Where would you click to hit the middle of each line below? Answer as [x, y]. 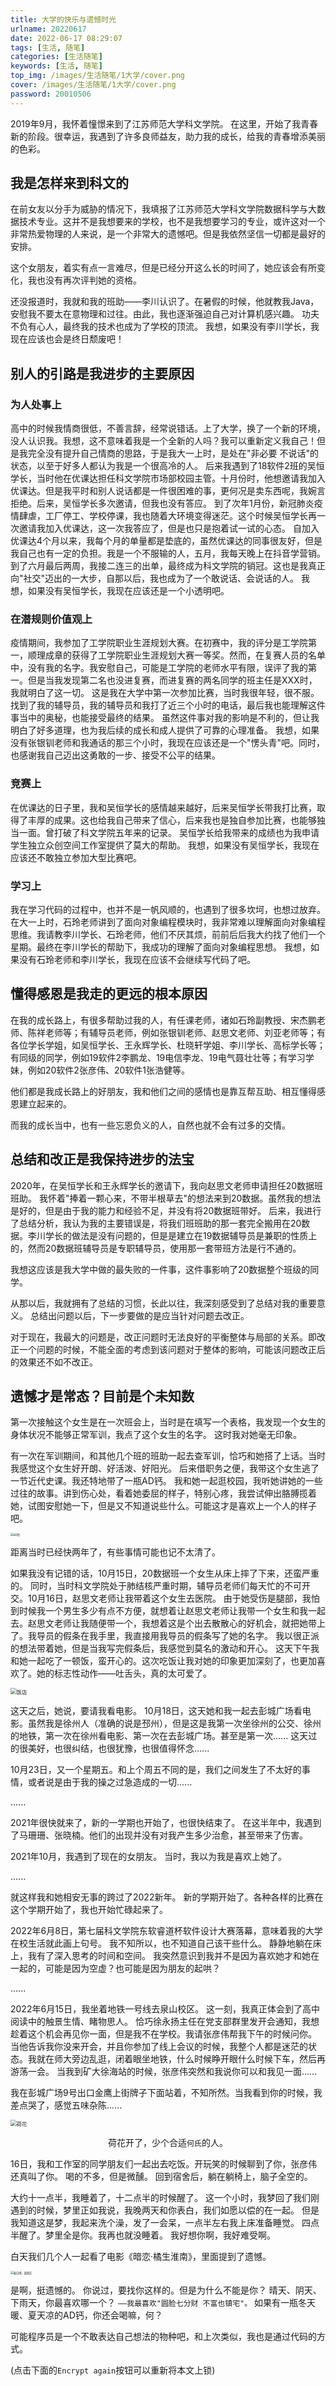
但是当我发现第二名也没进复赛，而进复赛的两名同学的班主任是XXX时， [172, 680]
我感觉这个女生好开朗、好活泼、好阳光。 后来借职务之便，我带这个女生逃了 [165, 1468]
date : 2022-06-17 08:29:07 [66, 38]
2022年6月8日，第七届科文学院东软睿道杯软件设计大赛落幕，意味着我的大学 [166, 1931]
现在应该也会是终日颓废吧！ [67, 339]
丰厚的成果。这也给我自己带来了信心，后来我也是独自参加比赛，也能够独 [176, 820]
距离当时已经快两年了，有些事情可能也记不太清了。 [115, 1552]
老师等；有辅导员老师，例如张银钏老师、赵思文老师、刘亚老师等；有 [185, 1032]
